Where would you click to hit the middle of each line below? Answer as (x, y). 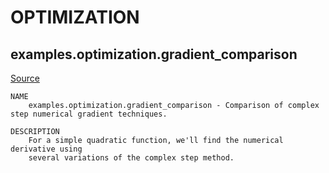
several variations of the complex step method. (131, 158)
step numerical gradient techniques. (89, 114)
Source (25, 78)
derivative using (46, 149)
